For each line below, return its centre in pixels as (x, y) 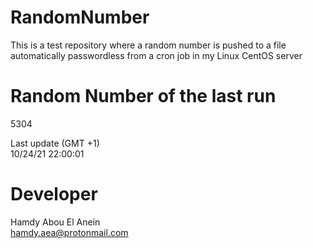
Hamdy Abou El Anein (55, 222)
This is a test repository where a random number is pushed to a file (148, 45)
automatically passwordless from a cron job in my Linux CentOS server (156, 55)
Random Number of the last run (143, 96)
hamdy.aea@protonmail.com (69, 232)
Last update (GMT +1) (55, 143)
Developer (54, 194)
